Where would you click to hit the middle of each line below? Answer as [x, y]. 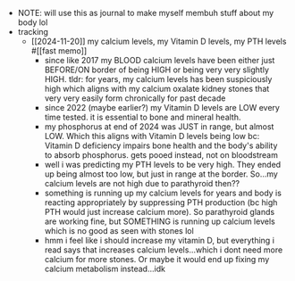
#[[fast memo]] [59, 51]
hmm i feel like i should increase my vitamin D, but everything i [160, 240]
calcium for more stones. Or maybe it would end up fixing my [157, 259]
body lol [33, 22]
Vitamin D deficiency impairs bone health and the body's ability [161, 145]
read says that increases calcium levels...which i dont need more [164, 250]
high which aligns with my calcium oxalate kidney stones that [157, 89]
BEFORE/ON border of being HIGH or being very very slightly [157, 70]
